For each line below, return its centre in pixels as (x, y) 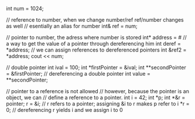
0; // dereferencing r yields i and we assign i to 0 (64, 110)
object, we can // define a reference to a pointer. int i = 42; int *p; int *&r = (96, 97)
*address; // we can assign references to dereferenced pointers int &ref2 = (96, 50)
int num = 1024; (25, 8)
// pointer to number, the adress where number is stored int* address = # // (97, 37)
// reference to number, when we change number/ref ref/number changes (95, 20)
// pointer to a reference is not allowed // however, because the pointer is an (97, 91)
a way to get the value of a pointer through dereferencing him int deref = (94, 44)
